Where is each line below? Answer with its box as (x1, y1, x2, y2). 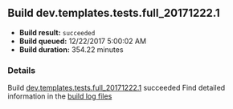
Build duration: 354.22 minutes (18, 44, 124, 54)
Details (7, 64, 36, 75)
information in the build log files (7, 91, 112, 101)
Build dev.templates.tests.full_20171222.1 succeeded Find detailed (7, 83, 226, 93)
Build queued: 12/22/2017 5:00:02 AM (18, 36, 146, 46)
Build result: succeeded (18, 27, 96, 37)
